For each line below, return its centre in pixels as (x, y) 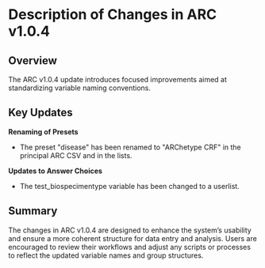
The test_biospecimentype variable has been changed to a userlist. (129, 186)
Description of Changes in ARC (113, 15)
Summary (33, 211)
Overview (33, 60)
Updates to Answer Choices (56, 171)
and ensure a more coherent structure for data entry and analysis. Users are (133, 238)
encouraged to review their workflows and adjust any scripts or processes (130, 247)
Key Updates (40, 113)
